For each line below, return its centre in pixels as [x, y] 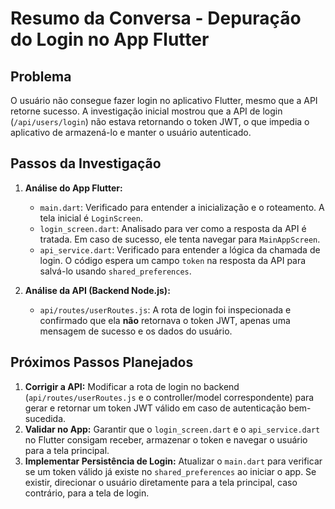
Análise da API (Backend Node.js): [97, 290]
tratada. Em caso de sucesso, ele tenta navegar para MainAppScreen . [180, 239]
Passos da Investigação [86, 163]
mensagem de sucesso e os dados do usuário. [136, 331]
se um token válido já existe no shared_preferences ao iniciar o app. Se [170, 471]
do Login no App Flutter [110, 39]
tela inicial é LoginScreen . [91, 218]
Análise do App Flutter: [73, 188]
